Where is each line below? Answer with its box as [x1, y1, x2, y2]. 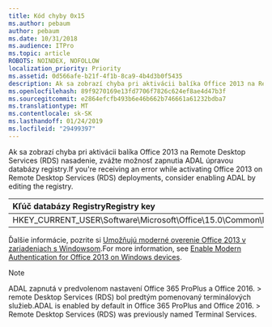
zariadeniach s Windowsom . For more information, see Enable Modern [8, 244, 241, 253]
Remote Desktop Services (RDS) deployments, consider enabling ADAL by [8, 172, 257, 182]
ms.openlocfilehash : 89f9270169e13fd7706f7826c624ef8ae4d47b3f [8, 87, 227, 96]
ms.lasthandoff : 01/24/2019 [8, 117, 104, 125]
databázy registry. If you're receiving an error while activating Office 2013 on [8, 163, 263, 174]
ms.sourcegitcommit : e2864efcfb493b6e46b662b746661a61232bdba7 [8, 95, 227, 103]
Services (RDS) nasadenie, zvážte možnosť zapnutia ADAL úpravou [8, 155, 233, 165]
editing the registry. [8, 181, 74, 191]
